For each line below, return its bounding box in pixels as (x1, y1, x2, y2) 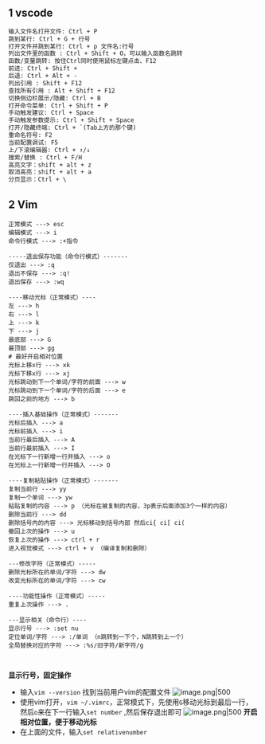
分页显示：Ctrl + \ (8, 175, 67, 184)
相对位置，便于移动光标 (19, 717, 97, 726)
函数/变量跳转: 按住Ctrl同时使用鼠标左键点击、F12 (8, 57, 157, 65)
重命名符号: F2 (8, 131, 53, 139)
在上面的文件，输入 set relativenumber (19, 727, 147, 736)
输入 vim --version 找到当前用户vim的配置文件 (19, 687, 171, 696)
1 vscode (8, 6, 53, 20)
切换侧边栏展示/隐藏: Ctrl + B (8, 94, 101, 102)
